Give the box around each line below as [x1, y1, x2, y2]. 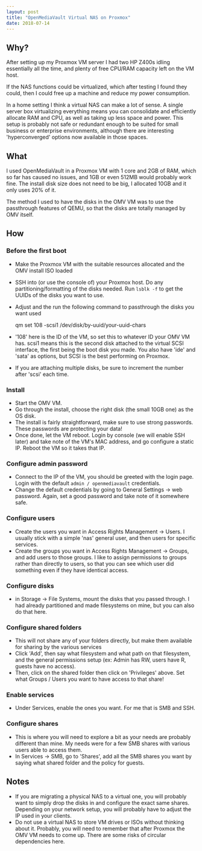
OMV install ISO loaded [14, 267, 73, 274]
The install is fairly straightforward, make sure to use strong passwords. [14, 418, 194, 425]
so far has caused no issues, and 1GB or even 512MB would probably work [6, 174, 192, 180]
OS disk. [14, 412, 36, 419]
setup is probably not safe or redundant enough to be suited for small [6, 120, 179, 128]
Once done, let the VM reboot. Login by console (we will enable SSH [14, 431, 185, 439]
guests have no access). [14, 663, 77, 670]
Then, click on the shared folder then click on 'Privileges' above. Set [14, 669, 185, 677]
